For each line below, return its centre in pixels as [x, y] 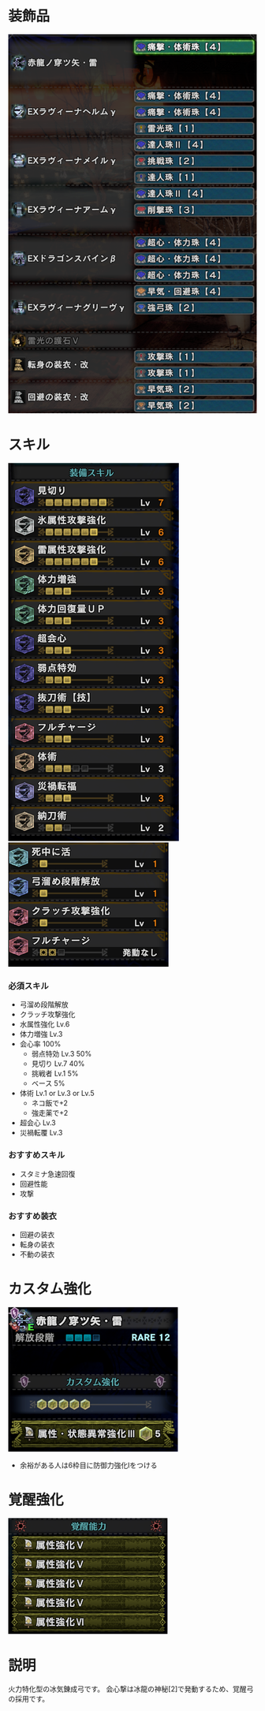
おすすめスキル [37, 1155]
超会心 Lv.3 [38, 1123]
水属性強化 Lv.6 [45, 1024]
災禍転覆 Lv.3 [41, 1133]
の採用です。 [29, 1698]
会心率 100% [40, 1044]
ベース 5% [48, 1083]
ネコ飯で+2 [50, 1103]
